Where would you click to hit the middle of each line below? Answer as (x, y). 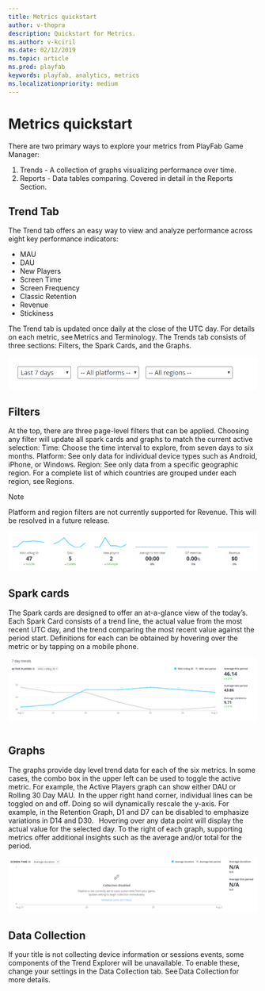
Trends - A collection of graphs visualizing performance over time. (128, 170)
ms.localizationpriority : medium (63, 83)
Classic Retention (48, 297)
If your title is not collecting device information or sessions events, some (126, 954)
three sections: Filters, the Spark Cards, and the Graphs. (100, 346)
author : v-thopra (37, 25)
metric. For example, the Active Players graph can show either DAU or (122, 786)
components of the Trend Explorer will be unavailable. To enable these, (124, 962)
